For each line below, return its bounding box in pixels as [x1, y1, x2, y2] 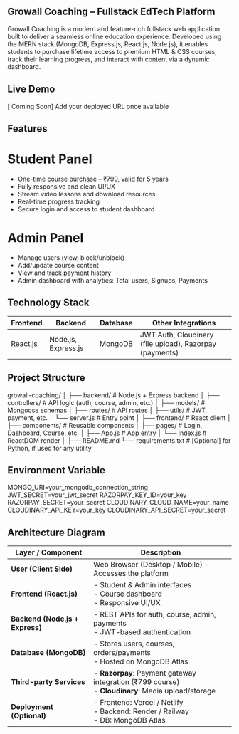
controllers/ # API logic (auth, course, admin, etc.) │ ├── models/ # [7, 398, 206, 407]
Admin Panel [7, 230, 84, 246]
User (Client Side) [11, 564, 73, 574]
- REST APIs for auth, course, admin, [93, 609, 217, 619]
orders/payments [93, 648, 152, 658]
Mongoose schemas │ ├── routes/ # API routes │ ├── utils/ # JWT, [7, 406, 208, 414]
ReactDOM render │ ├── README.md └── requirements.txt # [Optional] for [7, 436, 231, 444]
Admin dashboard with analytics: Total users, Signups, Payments [17, 276, 208, 284]
